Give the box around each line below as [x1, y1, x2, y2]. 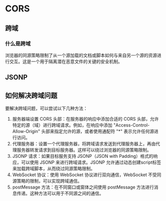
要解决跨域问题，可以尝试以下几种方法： [5, 105, 88, 112]
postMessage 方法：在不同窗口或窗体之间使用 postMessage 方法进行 [12, 184, 154, 190]
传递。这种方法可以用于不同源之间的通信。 [16, 191, 104, 197]
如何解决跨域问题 [5, 91, 57, 100]
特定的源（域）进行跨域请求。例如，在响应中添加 [12, 122, 112, 128]
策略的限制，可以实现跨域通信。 [16, 178, 82, 184]
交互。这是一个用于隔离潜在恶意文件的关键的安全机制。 [9, 58, 122, 65]
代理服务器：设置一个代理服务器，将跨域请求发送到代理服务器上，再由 [12, 141, 156, 147]
